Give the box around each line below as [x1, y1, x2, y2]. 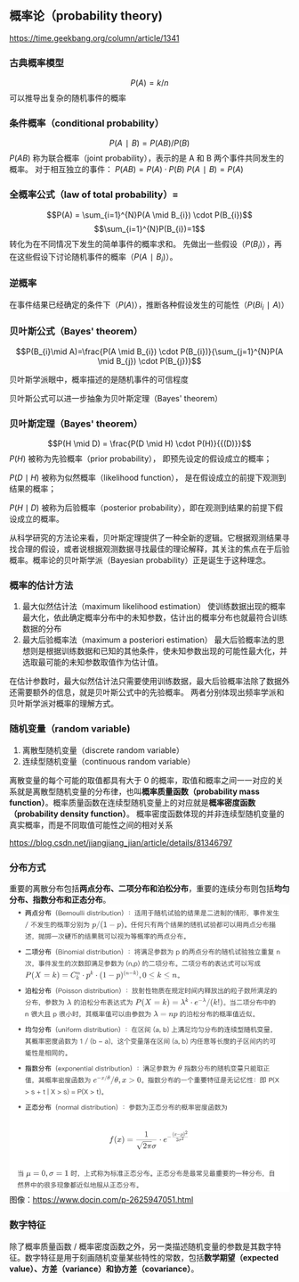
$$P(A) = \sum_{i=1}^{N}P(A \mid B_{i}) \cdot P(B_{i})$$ [46, 209, 253, 220]
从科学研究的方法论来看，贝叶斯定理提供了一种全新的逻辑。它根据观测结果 [9, 532, 282, 542]
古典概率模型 [9, 56, 65, 69]
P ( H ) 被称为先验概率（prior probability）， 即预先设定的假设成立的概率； [9, 453, 272, 464]
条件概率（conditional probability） [9, 117, 165, 129]
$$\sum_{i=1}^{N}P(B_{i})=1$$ [93, 223, 206, 234]
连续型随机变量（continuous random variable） [21, 756, 196, 766]
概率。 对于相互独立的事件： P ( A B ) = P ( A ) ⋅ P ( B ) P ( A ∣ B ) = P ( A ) [9, 164, 244, 175]
